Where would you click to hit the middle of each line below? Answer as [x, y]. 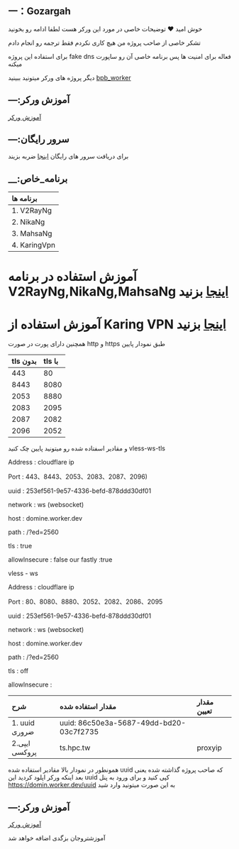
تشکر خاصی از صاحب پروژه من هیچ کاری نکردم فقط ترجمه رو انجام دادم [105, 43]
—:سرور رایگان [39, 139]
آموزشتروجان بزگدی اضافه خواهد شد [57, 838]
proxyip [209, 748]
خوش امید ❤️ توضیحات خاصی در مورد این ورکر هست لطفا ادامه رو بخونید [105, 28]
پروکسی [24, 753]
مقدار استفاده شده [88, 706]
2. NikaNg [28, 222]
